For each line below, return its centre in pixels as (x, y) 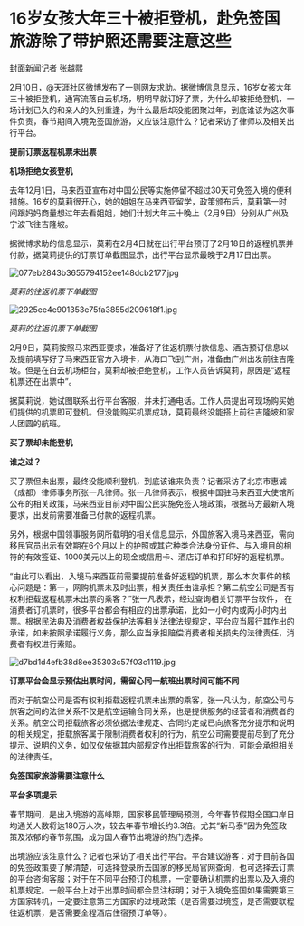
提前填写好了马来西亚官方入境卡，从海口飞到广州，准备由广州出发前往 (147, 358)
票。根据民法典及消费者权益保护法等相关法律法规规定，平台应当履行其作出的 (152, 621)
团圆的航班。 (41, 423)
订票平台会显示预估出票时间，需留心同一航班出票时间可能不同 (124, 681)
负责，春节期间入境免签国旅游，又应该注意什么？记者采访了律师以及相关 (152, 121)
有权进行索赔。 (53, 644)
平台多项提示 (33, 795)
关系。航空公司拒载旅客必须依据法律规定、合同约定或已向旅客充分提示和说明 (152, 722)
